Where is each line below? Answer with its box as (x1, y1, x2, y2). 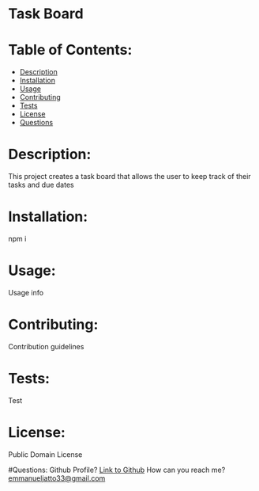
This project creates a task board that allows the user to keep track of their (8, 172, 251, 181)
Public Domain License (8, 449, 83, 459)
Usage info (8, 287, 44, 297)
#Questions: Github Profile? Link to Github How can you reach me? (8, 465, 226, 474)
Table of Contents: (8, 41, 133, 59)
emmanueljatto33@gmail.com (8, 473, 106, 483)
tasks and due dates (8, 180, 74, 190)
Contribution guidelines (8, 341, 84, 351)
